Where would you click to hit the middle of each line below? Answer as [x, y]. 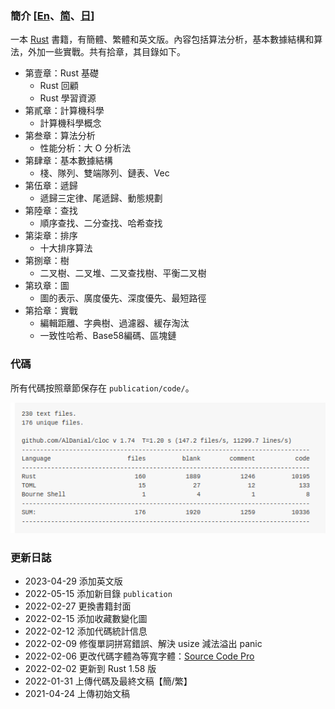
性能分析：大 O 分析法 [85, 148]
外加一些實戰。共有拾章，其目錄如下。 [106, 52]
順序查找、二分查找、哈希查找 [101, 223]
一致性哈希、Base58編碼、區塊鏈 [108, 336]
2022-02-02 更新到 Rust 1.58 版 [90, 668]
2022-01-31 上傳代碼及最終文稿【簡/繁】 [108, 681]
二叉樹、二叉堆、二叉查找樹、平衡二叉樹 [123, 273]
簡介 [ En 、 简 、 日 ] [52, 15]
